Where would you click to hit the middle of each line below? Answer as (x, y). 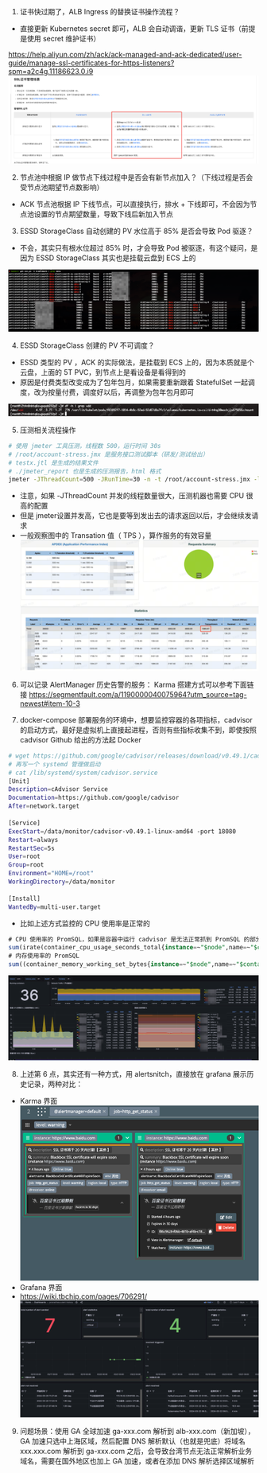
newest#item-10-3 (50, 703)
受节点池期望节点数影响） (62, 187)
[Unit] (19, 781)
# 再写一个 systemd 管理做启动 (54, 764)
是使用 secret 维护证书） (60, 39)
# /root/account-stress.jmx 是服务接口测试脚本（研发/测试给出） (108, 454)
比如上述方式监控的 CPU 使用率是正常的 (85, 923)
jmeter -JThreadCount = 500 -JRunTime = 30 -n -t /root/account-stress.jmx (129, 480)
